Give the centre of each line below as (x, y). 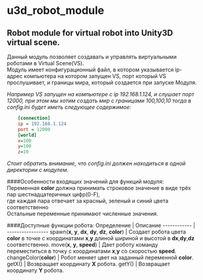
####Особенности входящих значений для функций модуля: (85, 181)
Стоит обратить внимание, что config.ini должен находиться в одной (96, 163)
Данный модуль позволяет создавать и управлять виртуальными (92, 57)
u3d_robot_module (56, 11)
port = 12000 (34, 129)
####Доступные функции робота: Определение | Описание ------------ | (101, 226)
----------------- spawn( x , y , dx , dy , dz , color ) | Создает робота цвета (96, 232)
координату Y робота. (35, 270)
